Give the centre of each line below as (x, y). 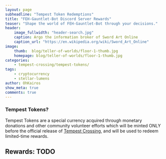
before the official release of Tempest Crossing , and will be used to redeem (82, 131)
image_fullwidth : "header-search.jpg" (54, 33)
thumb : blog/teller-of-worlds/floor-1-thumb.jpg (66, 51)
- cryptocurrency (32, 74)
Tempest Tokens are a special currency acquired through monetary (74, 120)
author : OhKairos (23, 83)
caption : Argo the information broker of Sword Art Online (76, 38)
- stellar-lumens (32, 79)
